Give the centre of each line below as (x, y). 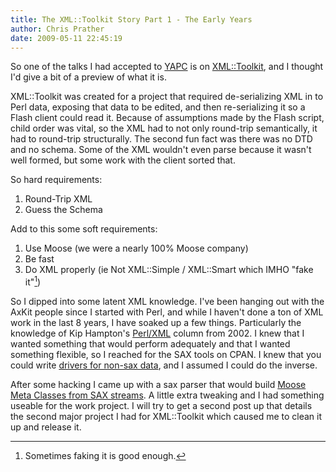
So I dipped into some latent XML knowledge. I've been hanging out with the (167, 302)
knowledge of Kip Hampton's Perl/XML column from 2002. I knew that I (157, 333)
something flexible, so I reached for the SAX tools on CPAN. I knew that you (166, 355)
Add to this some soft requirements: (84, 229)
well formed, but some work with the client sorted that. (123, 160)
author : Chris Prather (57, 29)
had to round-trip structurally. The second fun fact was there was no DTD (161, 139)
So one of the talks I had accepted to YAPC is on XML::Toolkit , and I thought (167, 67)
